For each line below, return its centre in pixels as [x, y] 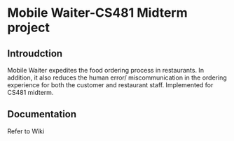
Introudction [35, 53]
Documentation [42, 114]
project [29, 28]
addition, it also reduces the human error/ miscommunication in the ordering [117, 77]
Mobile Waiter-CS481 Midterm [97, 13]
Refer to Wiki [26, 131]
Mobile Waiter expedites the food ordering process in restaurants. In [106, 70]
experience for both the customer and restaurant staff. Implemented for [110, 85]
